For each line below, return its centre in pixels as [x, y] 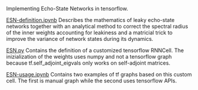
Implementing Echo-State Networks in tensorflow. [67, 9]
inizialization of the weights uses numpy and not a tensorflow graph [89, 57]
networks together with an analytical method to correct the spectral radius [97, 26]
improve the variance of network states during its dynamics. [80, 39]
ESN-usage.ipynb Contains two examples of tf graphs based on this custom [99, 74]
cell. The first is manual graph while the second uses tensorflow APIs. [92, 81]
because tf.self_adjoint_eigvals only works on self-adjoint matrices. [88, 63]
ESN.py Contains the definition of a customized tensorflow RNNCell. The [95, 50]
